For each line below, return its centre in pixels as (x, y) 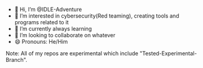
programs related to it (42, 22)
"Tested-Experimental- (168, 53)
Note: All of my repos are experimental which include (72, 53)
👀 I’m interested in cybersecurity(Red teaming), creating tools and (97, 16)
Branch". (17, 60)
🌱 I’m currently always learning (53, 29)
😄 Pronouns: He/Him (41, 42)
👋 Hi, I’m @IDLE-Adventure (48, 9)
